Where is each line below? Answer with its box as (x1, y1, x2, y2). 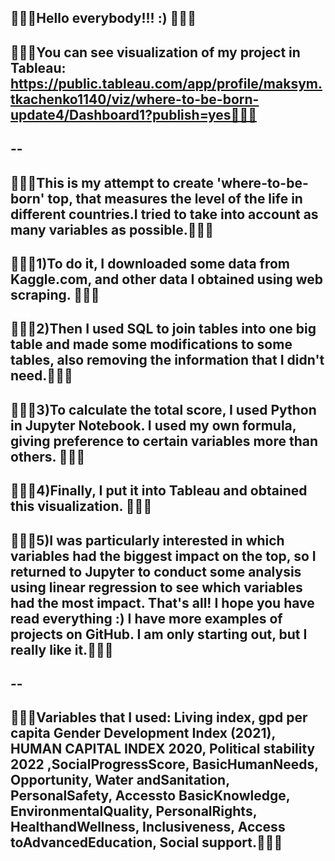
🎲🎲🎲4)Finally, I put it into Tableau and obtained (10, 482, 308, 500)
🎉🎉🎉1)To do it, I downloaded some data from (10, 255, 291, 272)
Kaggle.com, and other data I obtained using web (10, 271, 323, 288)
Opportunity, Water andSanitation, (10, 772, 230, 789)
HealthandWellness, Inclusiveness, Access (10, 819, 286, 836)
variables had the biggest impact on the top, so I (10, 547, 317, 565)
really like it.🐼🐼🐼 (10, 641, 114, 658)
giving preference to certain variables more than (10, 432, 319, 450)
